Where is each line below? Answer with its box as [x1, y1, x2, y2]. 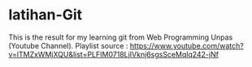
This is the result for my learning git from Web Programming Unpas [8, 32, 233, 42]
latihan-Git [8, 6, 83, 24]
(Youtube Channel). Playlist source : [8, 40, 128, 50]
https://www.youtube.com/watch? [129, 40, 244, 50]
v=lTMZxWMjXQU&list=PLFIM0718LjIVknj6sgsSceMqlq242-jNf [8, 49, 219, 59]
